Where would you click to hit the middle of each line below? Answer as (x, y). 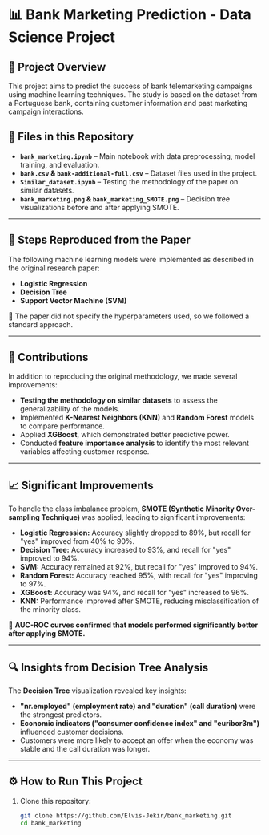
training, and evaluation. (60, 164)
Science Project (62, 37)
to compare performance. (62, 426)
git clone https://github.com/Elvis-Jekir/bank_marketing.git (126, 815)
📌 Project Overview (57, 67)
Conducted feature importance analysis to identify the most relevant (134, 443)
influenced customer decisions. (72, 732)
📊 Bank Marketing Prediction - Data (130, 15)
